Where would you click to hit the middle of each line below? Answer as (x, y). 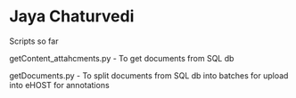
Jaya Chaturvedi (72, 16)
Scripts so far (34, 41)
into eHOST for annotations (59, 85)
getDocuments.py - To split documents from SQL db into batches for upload (149, 75)
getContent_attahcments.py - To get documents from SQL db (122, 58)
